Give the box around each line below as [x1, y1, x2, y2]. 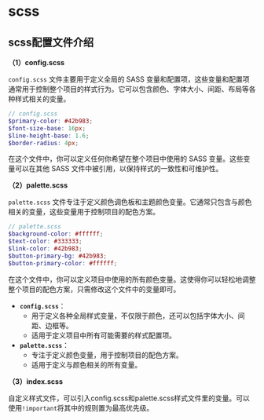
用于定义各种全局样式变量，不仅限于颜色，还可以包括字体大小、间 [31, 311, 245, 320]
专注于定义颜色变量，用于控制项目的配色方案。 [31, 350, 183, 360]
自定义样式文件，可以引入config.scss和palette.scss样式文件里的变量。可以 [8, 393, 250, 403]
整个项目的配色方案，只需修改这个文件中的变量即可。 [8, 284, 181, 294]
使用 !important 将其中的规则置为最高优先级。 [8, 403, 154, 412]
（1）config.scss [8, 58, 65, 67]
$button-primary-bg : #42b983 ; [8, 252, 108, 260]
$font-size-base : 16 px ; [8, 124, 86, 132]
